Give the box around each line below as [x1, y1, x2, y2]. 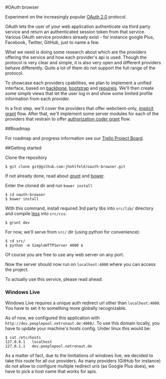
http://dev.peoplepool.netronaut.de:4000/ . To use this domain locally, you [5, 320, 160, 326]
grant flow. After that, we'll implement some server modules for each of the [5, 111, 159, 117]
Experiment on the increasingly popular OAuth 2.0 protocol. [5, 14, 127, 19]
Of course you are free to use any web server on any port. [5, 252, 124, 257]
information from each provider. [5, 96, 71, 102]
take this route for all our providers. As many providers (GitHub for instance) [5, 358, 161, 364]
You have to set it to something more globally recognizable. [5, 305, 127, 311]
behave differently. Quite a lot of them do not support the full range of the [5, 65, 156, 71]
